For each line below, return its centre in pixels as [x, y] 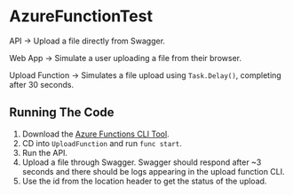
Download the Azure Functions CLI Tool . [96, 134]
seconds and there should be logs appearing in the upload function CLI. [154, 171]
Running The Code [62, 113]
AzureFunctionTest [81, 16]
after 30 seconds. [42, 84]
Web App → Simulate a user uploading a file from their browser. [126, 58]
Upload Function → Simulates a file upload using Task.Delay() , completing [145, 75]
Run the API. [45, 152]
